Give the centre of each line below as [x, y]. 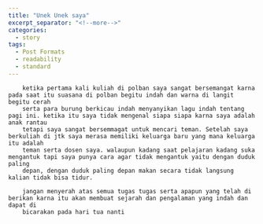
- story [28, 37]
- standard [33, 67]
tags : [17, 45]
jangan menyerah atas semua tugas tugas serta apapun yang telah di [137, 191]
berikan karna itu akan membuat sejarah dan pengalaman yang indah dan [128, 198]
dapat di [22, 205]
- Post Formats [40, 52]
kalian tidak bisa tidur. [50, 178]
